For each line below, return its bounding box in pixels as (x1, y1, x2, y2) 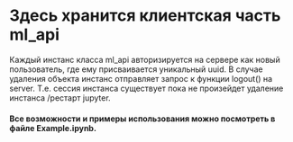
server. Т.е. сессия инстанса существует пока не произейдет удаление (9, 83, 284, 93)
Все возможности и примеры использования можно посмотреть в (9, 113, 276, 124)
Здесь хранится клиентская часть (9, 5, 281, 26)
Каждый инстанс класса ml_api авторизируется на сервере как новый (9, 54, 281, 65)
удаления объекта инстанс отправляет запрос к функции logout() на (9, 73, 273, 84)
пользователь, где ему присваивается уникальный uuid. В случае (9, 64, 263, 75)
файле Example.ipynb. (9, 122, 97, 133)
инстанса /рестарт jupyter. (9, 92, 111, 103)
